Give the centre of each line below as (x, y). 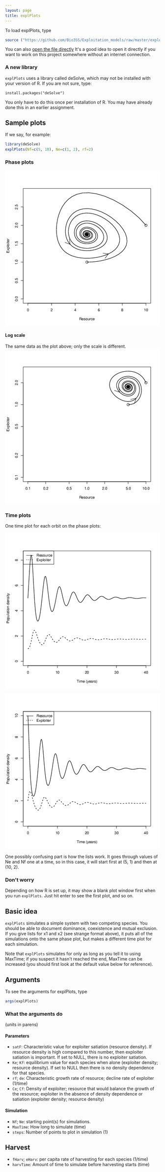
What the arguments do (34, 1014)
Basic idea (21, 911)
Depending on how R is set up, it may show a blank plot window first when (80, 890)
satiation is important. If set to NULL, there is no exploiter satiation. (80, 1057)
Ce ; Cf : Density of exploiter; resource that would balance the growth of (83, 1089)
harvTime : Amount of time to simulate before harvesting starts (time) (81, 1165)
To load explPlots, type (28, 30)
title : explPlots (23, 16)
